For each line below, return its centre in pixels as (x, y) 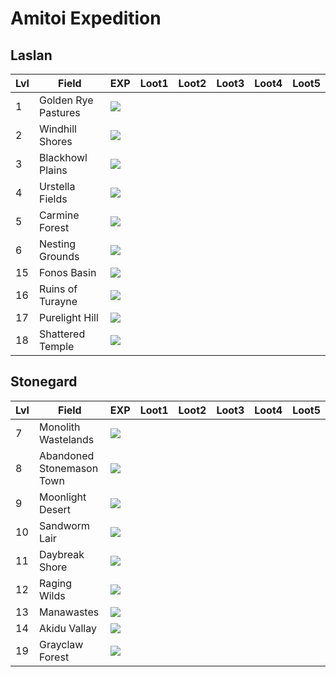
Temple (56, 346)
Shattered (62, 334)
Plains (53, 170)
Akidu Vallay (67, 628)
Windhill (57, 129)
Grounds (59, 256)
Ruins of (58, 289)
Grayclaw (61, 644)
